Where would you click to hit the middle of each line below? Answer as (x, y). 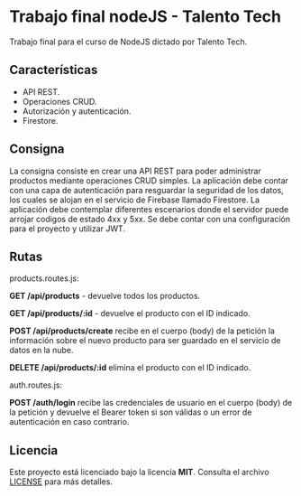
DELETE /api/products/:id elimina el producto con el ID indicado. (130, 368)
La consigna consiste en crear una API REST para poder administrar (135, 171)
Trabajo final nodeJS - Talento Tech (146, 17)
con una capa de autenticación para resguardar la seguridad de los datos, (146, 190)
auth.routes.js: (36, 385)
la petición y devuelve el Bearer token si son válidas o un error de (131, 412)
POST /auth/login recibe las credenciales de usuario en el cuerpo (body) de (151, 403)
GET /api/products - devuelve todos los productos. (105, 296)
